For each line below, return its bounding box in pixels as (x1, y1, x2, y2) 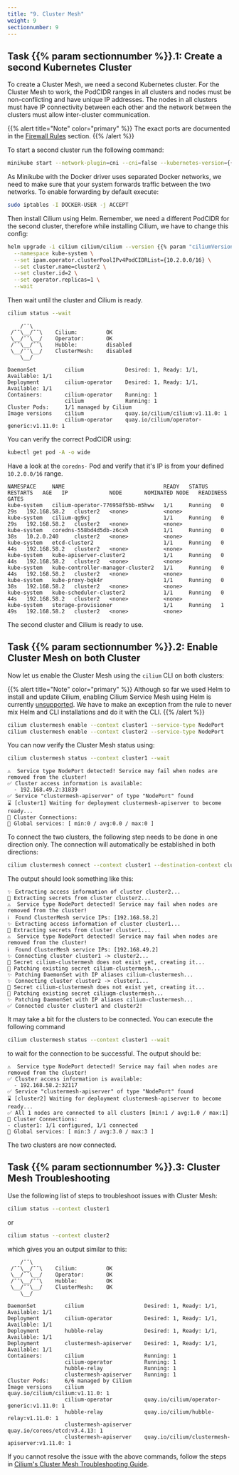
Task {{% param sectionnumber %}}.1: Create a (7, 50, 223, 62)
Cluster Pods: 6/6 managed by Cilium (7, 1377, 132, 1384)
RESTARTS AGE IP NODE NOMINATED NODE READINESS (7, 489, 228, 496)
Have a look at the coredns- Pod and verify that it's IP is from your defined (7, 461, 224, 470)
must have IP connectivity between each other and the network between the (7, 103, 232, 111)
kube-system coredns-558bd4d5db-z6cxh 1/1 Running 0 (7, 526, 224, 534)
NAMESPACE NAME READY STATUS (7, 483, 208, 490)
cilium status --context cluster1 (7, 1205, 110, 1213)
